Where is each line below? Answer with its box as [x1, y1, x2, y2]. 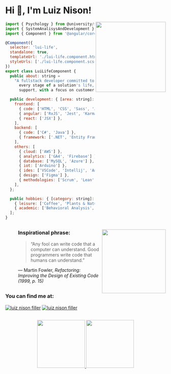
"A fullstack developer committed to [14, 78, 95, 83]
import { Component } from [5, 31, 63, 36]
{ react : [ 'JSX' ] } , [18, 116, 63, 121]
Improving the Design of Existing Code [18, 272, 99, 279]
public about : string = [10, 73, 60, 79]
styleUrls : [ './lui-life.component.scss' [10, 59, 99, 64]
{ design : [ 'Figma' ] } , [18, 173, 70, 178]
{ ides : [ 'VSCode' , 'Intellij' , [18, 168, 88, 173]
